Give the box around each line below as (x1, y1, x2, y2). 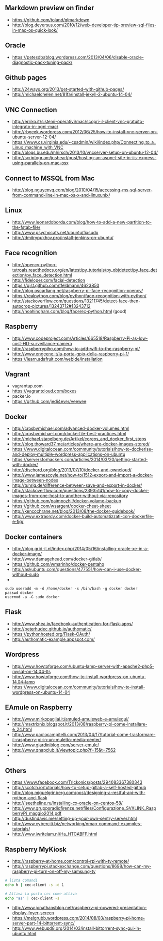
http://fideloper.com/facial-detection (12, 277, 85, 283)
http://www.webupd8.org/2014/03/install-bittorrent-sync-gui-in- (12, 925, 142, 931)
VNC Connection (5, 106, 57, 114)
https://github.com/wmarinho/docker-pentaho (12, 561, 104, 567)
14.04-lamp (12, 679, 35, 684)
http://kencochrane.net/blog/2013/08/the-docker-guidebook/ (12, 508, 135, 514)
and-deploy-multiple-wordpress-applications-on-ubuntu (12, 451, 125, 457)
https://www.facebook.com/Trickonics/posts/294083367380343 (12, 779, 143, 785)
